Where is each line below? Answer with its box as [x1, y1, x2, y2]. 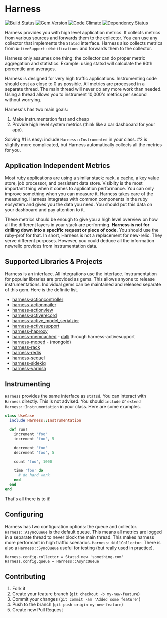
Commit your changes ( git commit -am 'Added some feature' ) [12, 596, 141, 602]
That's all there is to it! [5, 496, 51, 502]
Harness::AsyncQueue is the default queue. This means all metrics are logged [5, 529, 162, 535]
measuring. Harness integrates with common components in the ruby [5, 196, 148, 202]
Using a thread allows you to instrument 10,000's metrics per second [5, 91, 147, 97]
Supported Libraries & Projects [5, 257, 103, 266]
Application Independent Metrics [5, 161, 110, 170]
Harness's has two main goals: [5, 106, 68, 112]
